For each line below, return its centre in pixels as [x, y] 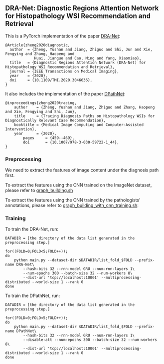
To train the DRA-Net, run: [32, 229]
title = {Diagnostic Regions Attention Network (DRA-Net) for [78, 62]
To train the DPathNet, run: [33, 296]
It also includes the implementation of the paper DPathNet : [65, 93]
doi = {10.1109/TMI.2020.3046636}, [51, 80]
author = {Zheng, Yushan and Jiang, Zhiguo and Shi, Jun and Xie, [81, 49]
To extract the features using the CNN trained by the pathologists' [73, 200]
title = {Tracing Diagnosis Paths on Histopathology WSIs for [84, 116]
